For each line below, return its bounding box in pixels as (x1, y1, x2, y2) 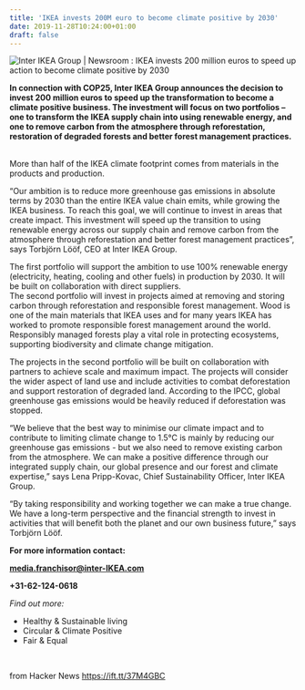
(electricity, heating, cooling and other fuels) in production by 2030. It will (9, 271, 285, 283)
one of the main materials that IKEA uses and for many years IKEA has (9, 310, 272, 321)
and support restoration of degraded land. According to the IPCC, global (9, 386, 280, 396)
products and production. (9, 168, 105, 179)
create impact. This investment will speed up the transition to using (9, 215, 261, 226)
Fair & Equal (22, 635, 68, 646)
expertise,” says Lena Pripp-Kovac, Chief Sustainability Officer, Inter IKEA (9, 471, 285, 482)
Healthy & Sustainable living (22, 616, 128, 627)
